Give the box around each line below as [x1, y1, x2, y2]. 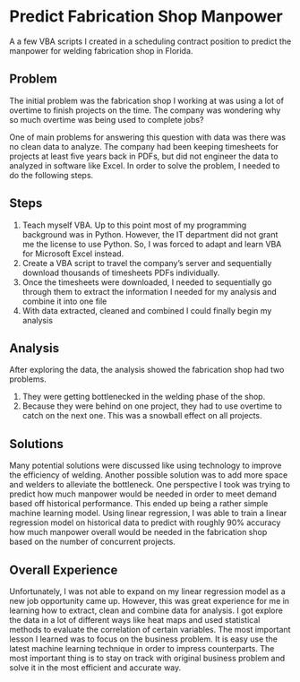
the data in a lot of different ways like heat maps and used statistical [9, 615, 261, 625]
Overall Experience [9, 562, 118, 577]
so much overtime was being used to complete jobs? [9, 114, 204, 125]
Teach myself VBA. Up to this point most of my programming [21, 220, 247, 230]
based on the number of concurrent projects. [9, 536, 176, 548]
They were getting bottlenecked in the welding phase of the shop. [21, 392, 266, 402]
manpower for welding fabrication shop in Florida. [9, 45, 193, 56]
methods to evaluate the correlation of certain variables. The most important [9, 625, 291, 635]
